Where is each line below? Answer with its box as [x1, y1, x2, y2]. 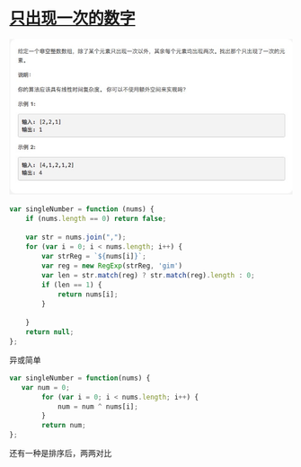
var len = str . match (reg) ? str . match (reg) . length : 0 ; [41, 270, 255, 279]
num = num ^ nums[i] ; [57, 401, 139, 411]
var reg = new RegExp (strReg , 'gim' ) [41, 261, 182, 270]
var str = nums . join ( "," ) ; [25, 233, 127, 242]
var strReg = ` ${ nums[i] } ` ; [41, 252, 146, 261]
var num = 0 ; [21, 383, 70, 392]
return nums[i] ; [57, 289, 119, 299]
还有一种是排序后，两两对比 [9, 448, 112, 458]
